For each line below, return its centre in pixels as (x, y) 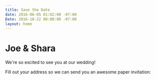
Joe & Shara (30, 48)
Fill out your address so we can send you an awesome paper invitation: (78, 72)
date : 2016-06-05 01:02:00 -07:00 (41, 14)
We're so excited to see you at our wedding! (50, 62)
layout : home (19, 24)
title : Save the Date (28, 10)
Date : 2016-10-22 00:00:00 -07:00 (41, 19)
